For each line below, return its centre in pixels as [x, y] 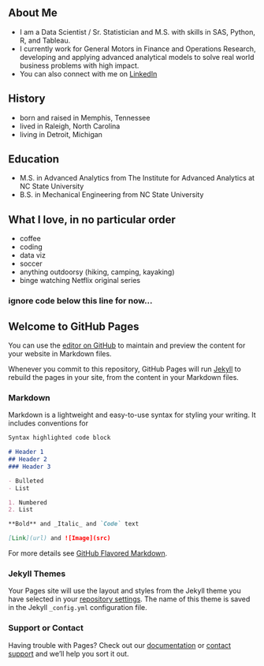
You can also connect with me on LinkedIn [88, 73]
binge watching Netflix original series [80, 281]
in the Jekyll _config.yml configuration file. [78, 608]
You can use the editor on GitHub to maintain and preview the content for [127, 345]
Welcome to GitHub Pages [74, 326]
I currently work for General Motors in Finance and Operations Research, [138, 48]
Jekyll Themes [37, 573]
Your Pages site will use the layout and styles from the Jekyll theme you [125, 591]
